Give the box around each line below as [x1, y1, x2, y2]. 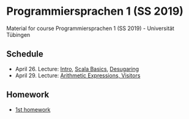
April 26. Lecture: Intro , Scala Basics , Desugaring [15, 65, 139, 72]
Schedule [6, 49, 44, 60]
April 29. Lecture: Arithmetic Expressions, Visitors [15, 72, 141, 79]
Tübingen [6, 31, 31, 38]
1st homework [15, 106, 51, 113]
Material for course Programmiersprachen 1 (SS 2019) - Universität [6, 25, 174, 32]
